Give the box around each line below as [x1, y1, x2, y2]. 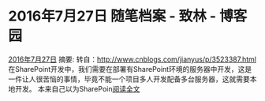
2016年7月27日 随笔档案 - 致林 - [8, 7, 217, 25]
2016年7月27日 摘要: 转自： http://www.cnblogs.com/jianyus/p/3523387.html [8, 54, 256, 64]
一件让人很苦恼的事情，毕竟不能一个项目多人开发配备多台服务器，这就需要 [8, 74, 250, 84]
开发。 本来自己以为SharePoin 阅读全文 [14, 84, 140, 93]
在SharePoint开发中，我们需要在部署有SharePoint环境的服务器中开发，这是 [8, 64, 252, 73]
